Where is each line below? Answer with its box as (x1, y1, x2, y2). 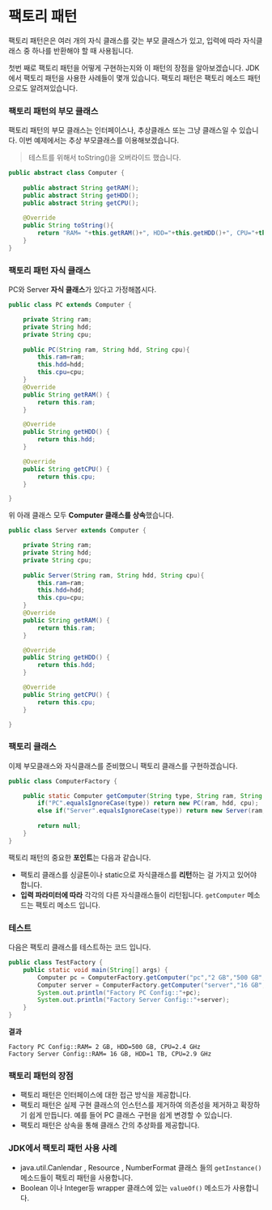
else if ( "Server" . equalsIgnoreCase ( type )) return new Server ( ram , (37, 807, 266, 815)
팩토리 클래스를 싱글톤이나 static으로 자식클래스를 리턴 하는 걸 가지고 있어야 (19, 869, 257, 879)
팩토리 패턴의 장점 (8, 1070, 74, 1081)
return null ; (37, 822, 82, 830)
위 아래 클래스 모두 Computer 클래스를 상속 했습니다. (8, 511, 174, 520)
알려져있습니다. (29, 83, 79, 93)
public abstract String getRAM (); (23, 184, 139, 192)
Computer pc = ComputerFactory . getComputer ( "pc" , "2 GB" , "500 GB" (37, 973, 263, 982)
